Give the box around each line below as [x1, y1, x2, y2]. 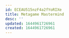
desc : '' [5, 16, 24, 21]
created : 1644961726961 [5, 26, 55, 31]
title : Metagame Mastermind [5, 12, 64, 17]
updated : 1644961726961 [5, 21, 55, 26]
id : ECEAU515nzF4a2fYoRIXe [5, 7, 62, 12]
